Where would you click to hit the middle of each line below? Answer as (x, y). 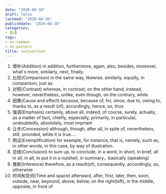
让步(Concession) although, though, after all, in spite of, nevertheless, (83, 129)
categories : (17, 28)
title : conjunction (25, 51)
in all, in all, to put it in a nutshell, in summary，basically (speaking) (81, 158)
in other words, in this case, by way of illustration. (63, 146)
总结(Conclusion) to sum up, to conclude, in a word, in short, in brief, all (85, 151)
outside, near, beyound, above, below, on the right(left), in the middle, (83, 181)
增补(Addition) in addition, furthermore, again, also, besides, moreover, (84, 66)
